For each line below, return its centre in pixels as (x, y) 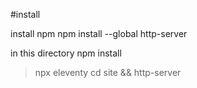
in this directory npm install (66, 53)
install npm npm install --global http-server (99, 33)
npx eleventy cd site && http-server (108, 72)
